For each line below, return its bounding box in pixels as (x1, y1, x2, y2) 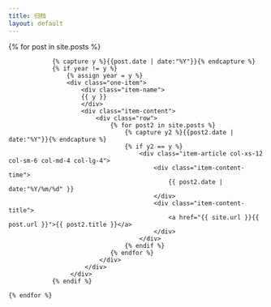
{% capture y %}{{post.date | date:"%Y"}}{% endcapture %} (51, 58, 256, 66)
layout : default (8, 19, 63, 28)
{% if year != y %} (51, 64, 118, 73)
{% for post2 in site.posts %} (110, 121, 217, 130)
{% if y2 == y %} (124, 143, 183, 151)
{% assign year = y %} (66, 71, 144, 79)
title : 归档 (8, 11, 46, 20)
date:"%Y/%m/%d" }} (8, 185, 75, 193)
